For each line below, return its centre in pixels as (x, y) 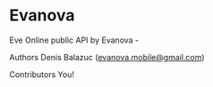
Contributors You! (42, 74)
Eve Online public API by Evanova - (74, 40)
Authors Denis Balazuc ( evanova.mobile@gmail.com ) (107, 57)
